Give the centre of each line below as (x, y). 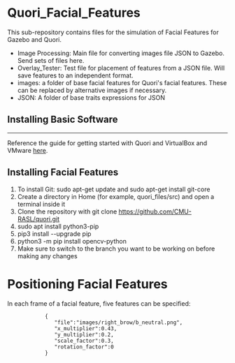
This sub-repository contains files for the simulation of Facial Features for (113, 32)
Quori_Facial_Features (74, 13)
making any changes (48, 255)
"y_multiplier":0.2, (84, 334)
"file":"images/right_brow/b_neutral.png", (119, 323)
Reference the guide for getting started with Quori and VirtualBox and (107, 143)
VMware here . (28, 150)
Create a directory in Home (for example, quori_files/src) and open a (116, 196)
